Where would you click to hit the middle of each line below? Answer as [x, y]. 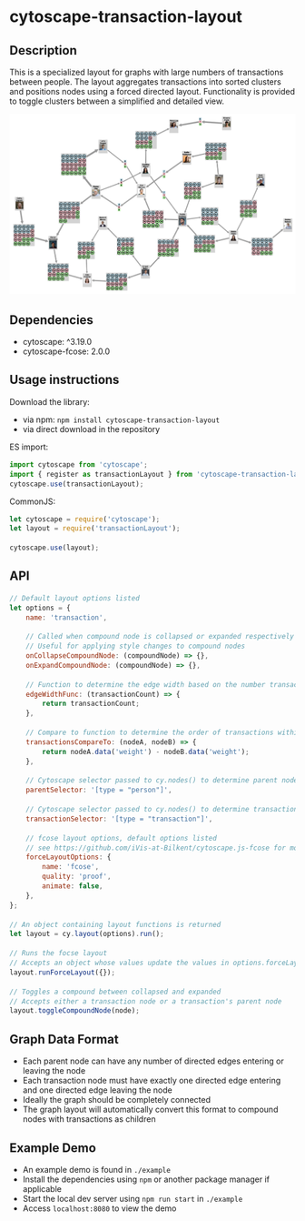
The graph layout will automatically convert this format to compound [150, 1110]
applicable [42, 1188]
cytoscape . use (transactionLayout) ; [77, 484]
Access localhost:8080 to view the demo [99, 1208]
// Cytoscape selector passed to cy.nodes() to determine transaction [162, 810]
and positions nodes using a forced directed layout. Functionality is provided [152, 91]
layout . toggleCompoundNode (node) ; [75, 1011]
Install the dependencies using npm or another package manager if [146, 1179]
